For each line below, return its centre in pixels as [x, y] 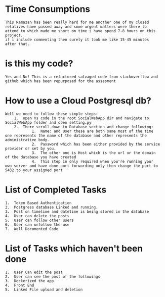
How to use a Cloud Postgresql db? [78, 101]
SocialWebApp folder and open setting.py [48, 122]
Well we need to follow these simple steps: [52, 114]
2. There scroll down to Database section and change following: [84, 127]
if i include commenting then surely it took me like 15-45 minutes [77, 40]
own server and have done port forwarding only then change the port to [82, 166]
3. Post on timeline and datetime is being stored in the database [77, 211]
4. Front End [20, 285]
